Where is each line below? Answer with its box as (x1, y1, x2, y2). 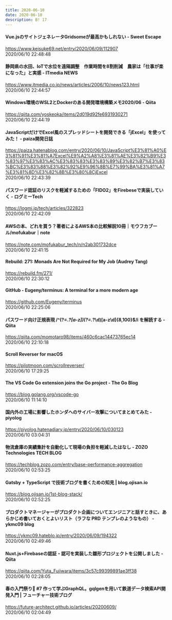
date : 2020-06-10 (5, 12, 43, 17)
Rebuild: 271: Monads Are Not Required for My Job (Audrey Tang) (5, 258, 148, 265)
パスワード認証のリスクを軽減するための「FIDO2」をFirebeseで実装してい (5, 187, 164, 193)
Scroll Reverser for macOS (5, 351, 63, 357)
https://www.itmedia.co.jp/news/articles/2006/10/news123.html (5, 81, 140, 87)
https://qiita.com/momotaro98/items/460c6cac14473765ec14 (5, 334, 136, 340)
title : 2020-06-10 (5, 7, 45, 13)
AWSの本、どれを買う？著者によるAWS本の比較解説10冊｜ (5, 223, 131, 229)
